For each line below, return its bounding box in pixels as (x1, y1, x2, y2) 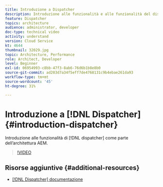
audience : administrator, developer (5, 25, 79, 30)
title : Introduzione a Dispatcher (5, 7, 75, 12)
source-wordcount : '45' (5, 79, 53, 84)
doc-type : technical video (5, 30, 60, 34)
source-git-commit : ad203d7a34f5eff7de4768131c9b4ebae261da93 (5, 70, 133, 75)
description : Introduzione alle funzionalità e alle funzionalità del (5, 12, 151, 16)
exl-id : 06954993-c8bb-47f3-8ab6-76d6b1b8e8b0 (5, 66, 101, 71)
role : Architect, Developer (5, 57, 62, 62)
